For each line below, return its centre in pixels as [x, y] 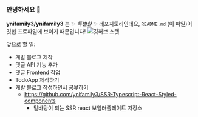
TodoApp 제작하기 [37, 80]
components [40, 101]
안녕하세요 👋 [23, 9]
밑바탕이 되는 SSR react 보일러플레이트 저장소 [88, 108]
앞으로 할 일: [21, 44]
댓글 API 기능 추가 [36, 65]
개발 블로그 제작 [34, 57]
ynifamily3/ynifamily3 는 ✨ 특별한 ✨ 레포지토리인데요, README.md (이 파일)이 [99, 24]
